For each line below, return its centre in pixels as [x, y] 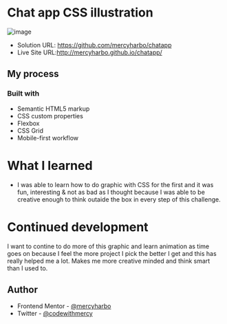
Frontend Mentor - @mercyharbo [64, 306]
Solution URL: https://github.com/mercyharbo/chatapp [94, 45]
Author [22, 289]
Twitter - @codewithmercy [55, 314]
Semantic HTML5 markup [53, 109]
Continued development [78, 227]
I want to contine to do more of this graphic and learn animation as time [108, 246]
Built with [23, 94]
